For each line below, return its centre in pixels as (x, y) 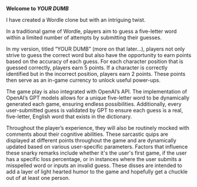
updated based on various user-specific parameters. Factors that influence (97, 147)
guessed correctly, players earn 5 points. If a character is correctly (87, 68)
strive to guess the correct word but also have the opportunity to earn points (99, 55)
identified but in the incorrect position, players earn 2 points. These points (96, 74)
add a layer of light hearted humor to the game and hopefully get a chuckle (97, 172)
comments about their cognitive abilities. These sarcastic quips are (87, 134)
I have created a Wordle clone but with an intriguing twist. (76, 20)
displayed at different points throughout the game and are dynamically (91, 140)
